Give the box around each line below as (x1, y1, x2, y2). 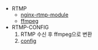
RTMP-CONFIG (11, 24, 49, 31)
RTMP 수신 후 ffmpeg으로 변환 (20, 31, 93, 38)
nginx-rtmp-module (20, 11, 69, 18)
